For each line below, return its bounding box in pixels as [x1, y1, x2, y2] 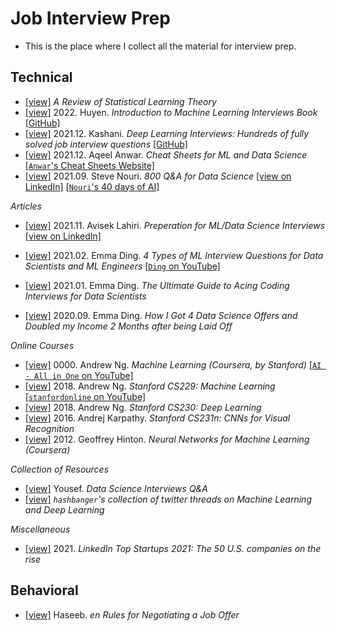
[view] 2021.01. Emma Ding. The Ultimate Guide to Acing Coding [24, 279, 290, 291]
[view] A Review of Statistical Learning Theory [24, 95, 217, 107]
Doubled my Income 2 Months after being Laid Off [24, 320, 233, 332]
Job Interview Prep [10, 7, 171, 30]
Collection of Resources [10, 463, 110, 475]
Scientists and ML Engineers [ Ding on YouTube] [24, 260, 221, 272]
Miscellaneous [10, 523, 71, 535]
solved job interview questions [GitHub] [24, 138, 188, 150]
